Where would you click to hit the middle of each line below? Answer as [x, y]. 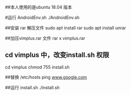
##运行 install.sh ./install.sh [32, 87]
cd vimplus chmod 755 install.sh [37, 67]
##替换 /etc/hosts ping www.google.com [46, 77]
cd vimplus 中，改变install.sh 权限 [57, 55]
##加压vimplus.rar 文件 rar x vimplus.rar [45, 38]
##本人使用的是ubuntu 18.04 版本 [38, 7]
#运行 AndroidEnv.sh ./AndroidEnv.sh [42, 18]
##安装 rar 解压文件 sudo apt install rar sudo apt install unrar [65, 28]
